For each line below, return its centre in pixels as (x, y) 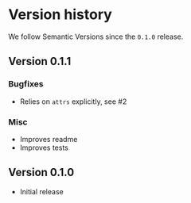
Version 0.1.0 (41, 172)
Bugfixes (26, 84)
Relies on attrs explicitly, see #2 (73, 101)
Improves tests (44, 147)
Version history (60, 15)
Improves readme (49, 139)
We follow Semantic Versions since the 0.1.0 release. (96, 36)
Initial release (41, 191)
